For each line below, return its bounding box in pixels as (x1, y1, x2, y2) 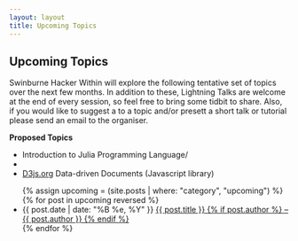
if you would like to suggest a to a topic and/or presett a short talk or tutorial (9, 105, 287, 116)
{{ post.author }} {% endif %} (21, 214, 129, 224)
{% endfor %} (21, 223, 74, 234)
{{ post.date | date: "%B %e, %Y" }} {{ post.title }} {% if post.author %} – (21, 205, 289, 215)
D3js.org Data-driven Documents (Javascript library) (21, 168, 215, 179)
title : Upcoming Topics (9, 21, 98, 30)
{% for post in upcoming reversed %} (21, 195, 160, 206)
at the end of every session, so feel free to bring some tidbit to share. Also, (9, 97, 283, 107)
